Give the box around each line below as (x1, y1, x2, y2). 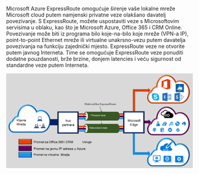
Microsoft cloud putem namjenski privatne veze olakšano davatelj (6, 11, 166, 18)
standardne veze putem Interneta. (6, 62, 89, 69)
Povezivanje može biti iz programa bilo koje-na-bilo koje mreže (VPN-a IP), (6, 30, 189, 37)
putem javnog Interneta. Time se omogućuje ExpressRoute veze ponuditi (6, 49, 184, 56)
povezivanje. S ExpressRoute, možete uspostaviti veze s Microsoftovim (6, 18, 179, 24)
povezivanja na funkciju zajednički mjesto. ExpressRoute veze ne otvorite (6, 43, 185, 50)
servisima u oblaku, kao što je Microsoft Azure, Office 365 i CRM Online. (6, 24, 182, 31)
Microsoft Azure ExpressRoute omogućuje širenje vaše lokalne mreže (6, 5, 176, 12)
